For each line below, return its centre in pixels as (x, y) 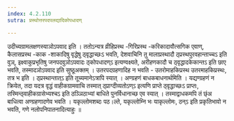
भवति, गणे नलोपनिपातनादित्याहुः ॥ (44, 109)
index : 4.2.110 (29, 14)
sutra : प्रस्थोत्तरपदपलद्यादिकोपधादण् (45, 20)
